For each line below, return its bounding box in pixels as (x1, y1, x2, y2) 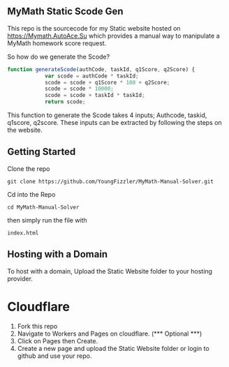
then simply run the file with (7, 216, 87, 224)
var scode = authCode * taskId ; (44, 73, 139, 80)
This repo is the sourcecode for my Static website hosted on (7, 24, 181, 32)
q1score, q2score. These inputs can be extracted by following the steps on (7, 119, 222, 127)
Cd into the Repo (7, 190, 56, 198)
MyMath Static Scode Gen (7, 6, 124, 17)
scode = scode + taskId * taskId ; (44, 92, 145, 99)
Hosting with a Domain (7, 248, 108, 260)
